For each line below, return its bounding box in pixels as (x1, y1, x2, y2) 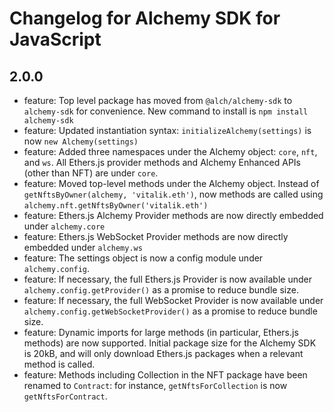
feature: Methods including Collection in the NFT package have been (23, 369, 308, 381)
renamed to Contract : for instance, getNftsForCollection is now (23, 380, 288, 391)
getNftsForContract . (23, 390, 108, 402)
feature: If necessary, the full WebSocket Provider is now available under (23, 295, 324, 306)
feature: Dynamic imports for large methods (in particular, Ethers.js (23, 327, 299, 338)
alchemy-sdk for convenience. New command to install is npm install (23, 105, 309, 117)
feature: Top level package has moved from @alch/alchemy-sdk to (23, 95, 293, 106)
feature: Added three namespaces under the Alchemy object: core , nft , (23, 146, 318, 157)
